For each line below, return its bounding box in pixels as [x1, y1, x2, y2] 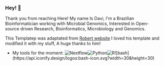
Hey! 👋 [5, 4, 21, 11]
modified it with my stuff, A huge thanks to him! [5, 41, 101, 46]
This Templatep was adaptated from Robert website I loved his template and [5, 35, 160, 41]
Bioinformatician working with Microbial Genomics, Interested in [5, 21, 135, 26]
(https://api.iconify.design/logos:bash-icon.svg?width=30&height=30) [12, 55, 155, 61]
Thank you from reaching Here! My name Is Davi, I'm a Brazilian [5, 16, 134, 22]
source [5, 26, 20, 32]
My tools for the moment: [12, 50, 64, 56]
